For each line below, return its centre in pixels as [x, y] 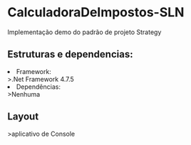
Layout [23, 117]
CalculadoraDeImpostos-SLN [96, 12]
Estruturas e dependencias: [70, 54]
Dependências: [38, 87]
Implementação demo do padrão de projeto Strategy [84, 32]
